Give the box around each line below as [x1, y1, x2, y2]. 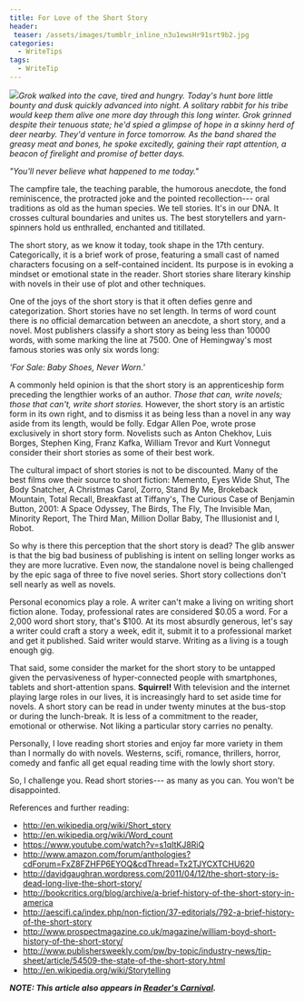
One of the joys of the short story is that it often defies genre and [9, 296, 252, 306]
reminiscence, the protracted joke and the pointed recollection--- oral [9, 193, 270, 204]
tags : [9, 55, 30, 65]
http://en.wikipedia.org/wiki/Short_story [22, 819, 172, 830]
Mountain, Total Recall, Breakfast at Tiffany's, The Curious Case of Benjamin [9, 493, 295, 505]
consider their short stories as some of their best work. [9, 446, 215, 457]
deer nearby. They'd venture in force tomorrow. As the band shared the [9, 128, 277, 139]
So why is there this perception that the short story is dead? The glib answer [9, 540, 295, 551]
